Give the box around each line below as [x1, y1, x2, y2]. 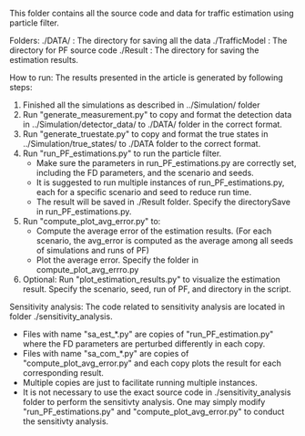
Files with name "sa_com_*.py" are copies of [22, 348, 189, 358]
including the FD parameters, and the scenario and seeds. [36, 168, 255, 178]
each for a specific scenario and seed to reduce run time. [36, 187, 252, 197]
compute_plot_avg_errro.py [36, 265, 139, 275]
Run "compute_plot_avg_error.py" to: [22, 216, 161, 226]
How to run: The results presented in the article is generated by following [9, 72, 284, 83]
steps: [9, 82, 33, 92]
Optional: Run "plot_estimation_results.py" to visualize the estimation [22, 274, 280, 285]
